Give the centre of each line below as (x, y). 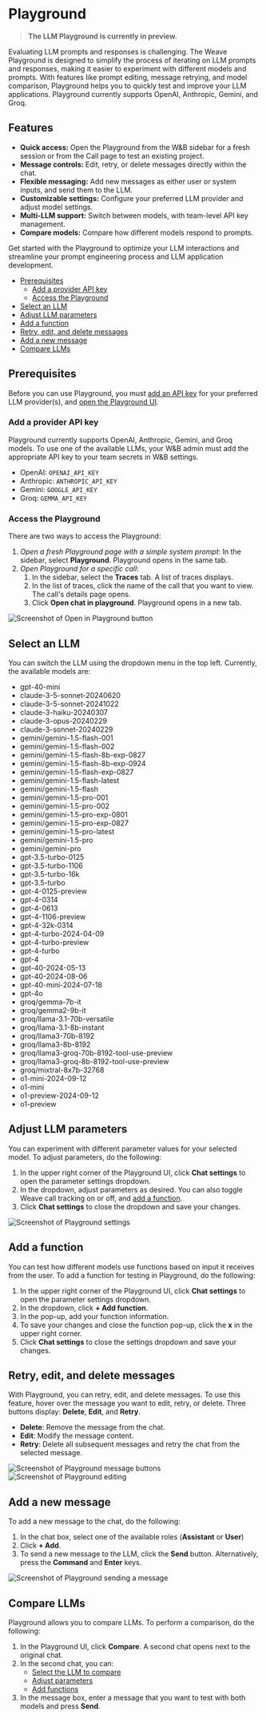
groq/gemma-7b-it (50, 1002)
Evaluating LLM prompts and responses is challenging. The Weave (118, 51)
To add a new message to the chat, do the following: (95, 1521)
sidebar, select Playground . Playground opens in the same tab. (123, 560)
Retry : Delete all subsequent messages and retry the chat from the (130, 1444)
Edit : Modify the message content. (77, 1436)
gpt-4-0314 (39, 899)
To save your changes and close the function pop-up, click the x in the (136, 1325)
